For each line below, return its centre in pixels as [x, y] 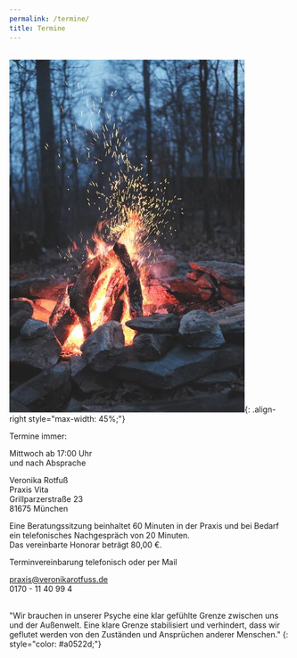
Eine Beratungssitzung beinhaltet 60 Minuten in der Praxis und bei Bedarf [144, 525]
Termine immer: [38, 436]
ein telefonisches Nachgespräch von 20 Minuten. [99, 535]
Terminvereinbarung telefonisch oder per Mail [94, 562]
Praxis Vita [29, 489]
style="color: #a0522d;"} [55, 644]
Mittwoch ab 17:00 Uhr [51, 453]
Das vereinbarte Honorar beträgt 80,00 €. [86, 545]
